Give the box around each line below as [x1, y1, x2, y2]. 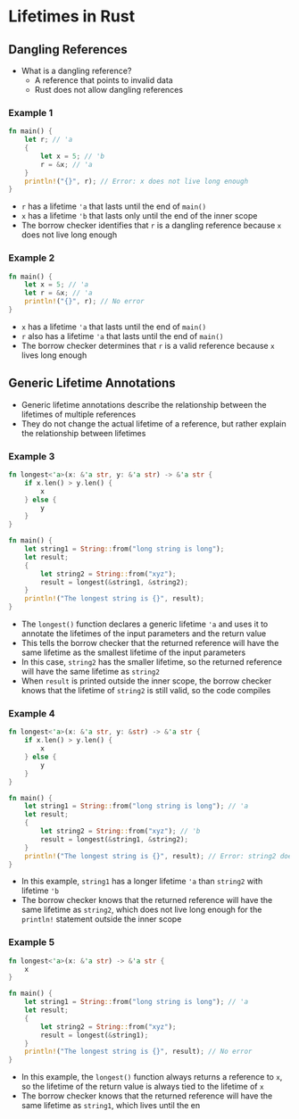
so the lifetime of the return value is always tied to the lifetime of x [21, 1082, 264, 1092]
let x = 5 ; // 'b [40, 152, 104, 161]
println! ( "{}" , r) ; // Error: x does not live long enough [24, 177, 249, 186]
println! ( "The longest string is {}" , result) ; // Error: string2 [24, 851, 277, 860]
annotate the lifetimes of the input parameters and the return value [21, 628, 267, 639]
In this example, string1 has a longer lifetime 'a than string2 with [21, 876, 263, 887]
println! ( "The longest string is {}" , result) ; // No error [24, 1047, 253, 1057]
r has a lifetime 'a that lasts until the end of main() [21, 201, 207, 211]
